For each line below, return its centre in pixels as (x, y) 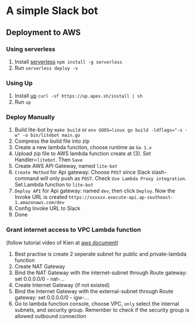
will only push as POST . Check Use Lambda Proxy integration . (113, 178)
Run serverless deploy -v (46, 68)
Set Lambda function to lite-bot (54, 185)
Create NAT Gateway (40, 266)
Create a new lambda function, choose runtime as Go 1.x (83, 147)
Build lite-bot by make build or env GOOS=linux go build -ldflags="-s (98, 130)
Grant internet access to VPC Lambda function (74, 230)
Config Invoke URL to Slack (47, 208)
